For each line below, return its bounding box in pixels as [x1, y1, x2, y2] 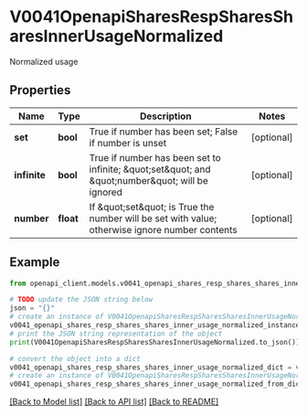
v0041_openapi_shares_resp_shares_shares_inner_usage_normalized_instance [9, 321, 301, 330]
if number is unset [89, 136, 167, 149]
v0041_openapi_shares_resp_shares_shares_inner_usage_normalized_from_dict [9, 379, 304, 389]
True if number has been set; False [89, 125, 238, 138]
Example [9, 254, 60, 271]
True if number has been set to [89, 151, 221, 164]
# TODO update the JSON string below [9, 295, 153, 304]
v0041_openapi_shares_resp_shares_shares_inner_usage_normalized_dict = [9, 363, 292, 372]
